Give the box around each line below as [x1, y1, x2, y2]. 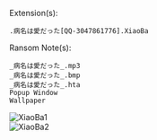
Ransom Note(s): [9, 42, 72, 53]
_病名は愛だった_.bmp [9, 71, 81, 80]
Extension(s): [9, 8, 58, 18]
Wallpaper [9, 96, 47, 105]
